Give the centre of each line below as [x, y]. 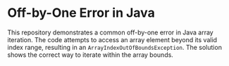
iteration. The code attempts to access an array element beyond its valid [112, 39]
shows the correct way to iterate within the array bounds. [91, 55]
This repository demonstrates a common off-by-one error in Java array [110, 32]
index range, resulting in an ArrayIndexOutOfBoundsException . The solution [114, 47]
